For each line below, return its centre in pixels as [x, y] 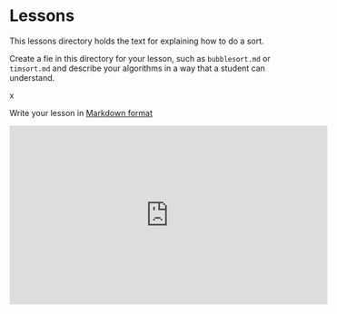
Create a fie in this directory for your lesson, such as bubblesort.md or [140, 58]
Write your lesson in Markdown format [81, 113]
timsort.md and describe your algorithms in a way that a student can [138, 68]
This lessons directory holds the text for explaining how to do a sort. [137, 41]
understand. [32, 77]
